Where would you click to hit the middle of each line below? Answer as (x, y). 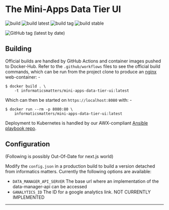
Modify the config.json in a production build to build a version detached (80, 166)
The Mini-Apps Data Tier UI (63, 9)
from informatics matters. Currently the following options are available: (78, 171)
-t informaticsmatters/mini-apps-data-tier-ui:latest (72, 91)
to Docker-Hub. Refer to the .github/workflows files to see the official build (83, 66)
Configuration (28, 144)
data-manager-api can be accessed (50, 186)
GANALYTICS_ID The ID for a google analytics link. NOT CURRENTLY (81, 192)
